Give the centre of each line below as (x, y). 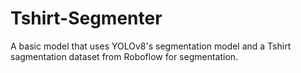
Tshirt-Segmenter (86, 18)
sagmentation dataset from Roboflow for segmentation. (124, 56)
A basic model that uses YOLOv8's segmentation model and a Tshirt (151, 46)
